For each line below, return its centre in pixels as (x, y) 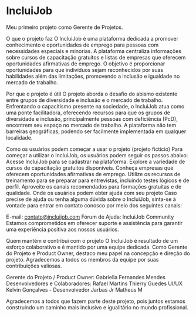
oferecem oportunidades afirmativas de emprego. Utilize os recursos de (93, 174)
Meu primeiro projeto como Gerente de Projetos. (65, 27)
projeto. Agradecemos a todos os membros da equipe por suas (82, 259)
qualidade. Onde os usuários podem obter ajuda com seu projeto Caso (92, 193)
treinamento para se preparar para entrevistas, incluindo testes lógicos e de (98, 180)
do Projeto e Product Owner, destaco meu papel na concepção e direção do (98, 253)
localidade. (19, 137)
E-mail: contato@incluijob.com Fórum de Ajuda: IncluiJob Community (90, 217)
